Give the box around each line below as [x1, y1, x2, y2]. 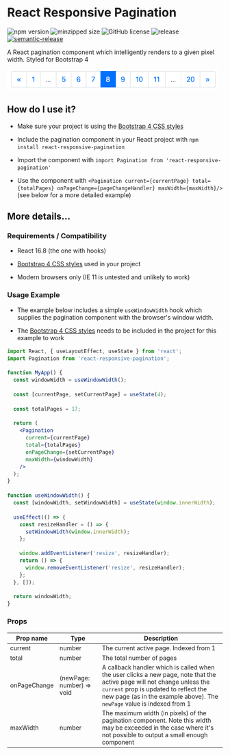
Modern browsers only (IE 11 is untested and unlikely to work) [16, 273, 190, 281]
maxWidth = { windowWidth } [25, 456, 94, 463]
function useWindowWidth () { [7, 492, 90, 499]
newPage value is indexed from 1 [101, 700, 192, 708]
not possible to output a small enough [101, 731, 208, 739]
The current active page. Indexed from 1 [101, 644, 216, 652]
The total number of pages [101, 654, 177, 662]
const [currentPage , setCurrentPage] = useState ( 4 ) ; [13, 391, 167, 398]
